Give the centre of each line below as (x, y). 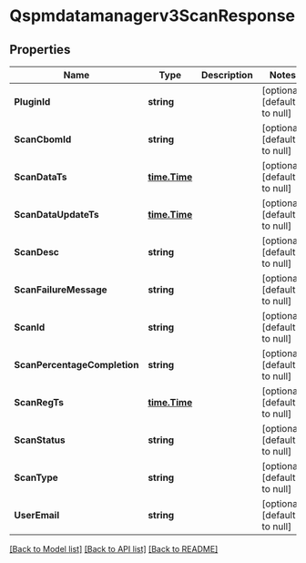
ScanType (36, 477)
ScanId (30, 327)
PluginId (32, 102)
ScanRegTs (39, 402)
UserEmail (37, 515)
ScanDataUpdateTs (56, 215)
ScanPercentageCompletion (76, 365)
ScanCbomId (43, 139)
